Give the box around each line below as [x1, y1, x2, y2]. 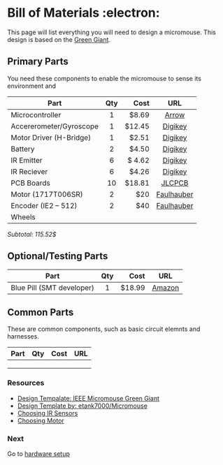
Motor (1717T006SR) [10, 189, 84, 199]
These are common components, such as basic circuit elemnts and [7, 325, 201, 333]
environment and [7, 82, 57, 90]
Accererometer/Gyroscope [10, 121, 99, 131]
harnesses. [7, 332, 40, 341]
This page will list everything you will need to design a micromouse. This [7, 28, 217, 36]
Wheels [10, 212, 36, 221]
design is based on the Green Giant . [7, 35, 110, 43]
